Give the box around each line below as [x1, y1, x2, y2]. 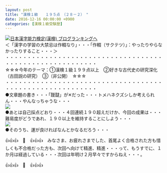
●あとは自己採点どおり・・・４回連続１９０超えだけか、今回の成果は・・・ [5, 109, 162, 115]
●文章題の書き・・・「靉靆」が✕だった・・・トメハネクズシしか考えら [5, 92, 151, 98]
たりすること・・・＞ [13, 48, 58, 54]
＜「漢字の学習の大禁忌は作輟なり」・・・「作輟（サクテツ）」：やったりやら [5, 42, 158, 48]
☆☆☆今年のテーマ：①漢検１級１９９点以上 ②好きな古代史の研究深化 [5, 67, 158, 73]
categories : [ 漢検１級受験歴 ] [5, 21, 63, 26]
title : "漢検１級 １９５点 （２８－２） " [5, 12, 89, 17]
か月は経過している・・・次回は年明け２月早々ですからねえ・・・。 [5, 151, 145, 157]
